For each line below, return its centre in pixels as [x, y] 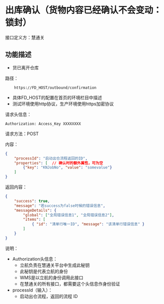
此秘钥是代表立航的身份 [44, 271]
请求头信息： [18, 114]
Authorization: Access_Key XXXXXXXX [43, 124]
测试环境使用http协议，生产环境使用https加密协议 [63, 104]
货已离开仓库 [25, 67]
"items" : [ [34, 220]
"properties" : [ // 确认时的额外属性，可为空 [59, 163]
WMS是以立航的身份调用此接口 [51, 278]
